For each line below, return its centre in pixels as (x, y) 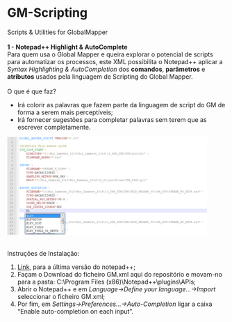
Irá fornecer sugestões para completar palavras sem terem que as (112, 119)
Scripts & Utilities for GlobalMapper (58, 32)
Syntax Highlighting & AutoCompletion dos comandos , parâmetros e (106, 69)
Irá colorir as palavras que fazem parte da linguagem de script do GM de (121, 105)
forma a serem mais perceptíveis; (65, 112)
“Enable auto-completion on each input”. (75, 311)
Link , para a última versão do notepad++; (76, 267)
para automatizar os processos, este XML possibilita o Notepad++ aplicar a (115, 61)
